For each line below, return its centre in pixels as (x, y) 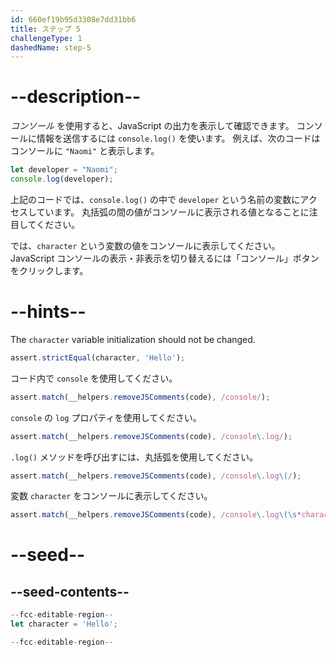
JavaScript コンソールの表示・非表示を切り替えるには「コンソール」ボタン (165, 258)
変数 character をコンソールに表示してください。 (111, 496)
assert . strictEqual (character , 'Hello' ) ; (98, 357)
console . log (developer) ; (62, 179)
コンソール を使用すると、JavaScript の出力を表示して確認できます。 (152, 126)
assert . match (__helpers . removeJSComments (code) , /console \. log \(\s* (156, 515)
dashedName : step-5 (51, 47)
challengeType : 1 (46, 38)
